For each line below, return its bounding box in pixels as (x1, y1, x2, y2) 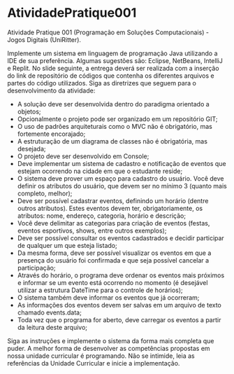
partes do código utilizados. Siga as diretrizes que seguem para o (7, 78, 197, 87)
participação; (17, 263, 56, 272)
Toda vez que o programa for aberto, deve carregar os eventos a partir (17, 315, 221, 324)
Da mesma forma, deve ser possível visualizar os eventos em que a (17, 249, 212, 257)
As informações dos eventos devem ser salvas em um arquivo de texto (17, 300, 221, 309)
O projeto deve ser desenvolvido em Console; (17, 152, 149, 160)
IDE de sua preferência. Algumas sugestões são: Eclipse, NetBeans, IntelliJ (7, 56, 224, 64)
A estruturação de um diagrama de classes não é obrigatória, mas (17, 137, 208, 145)
